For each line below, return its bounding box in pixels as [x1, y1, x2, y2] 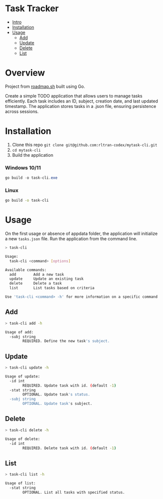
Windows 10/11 [5, 164, 41, 171]
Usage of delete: [5, 437, 40, 441]
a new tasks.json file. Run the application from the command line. [5, 236, 138, 242]
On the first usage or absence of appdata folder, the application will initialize [5, 230, 158, 237]
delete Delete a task [9, 281, 62, 286]
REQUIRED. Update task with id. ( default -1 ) [22, 383, 117, 388]
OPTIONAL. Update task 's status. [22, 392, 91, 397]
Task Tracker [5, 3, 59, 14]
